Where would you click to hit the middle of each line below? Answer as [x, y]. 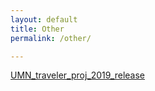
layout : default [44, 19]
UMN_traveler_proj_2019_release [77, 75]
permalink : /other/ [51, 38]
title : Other [37, 29]
